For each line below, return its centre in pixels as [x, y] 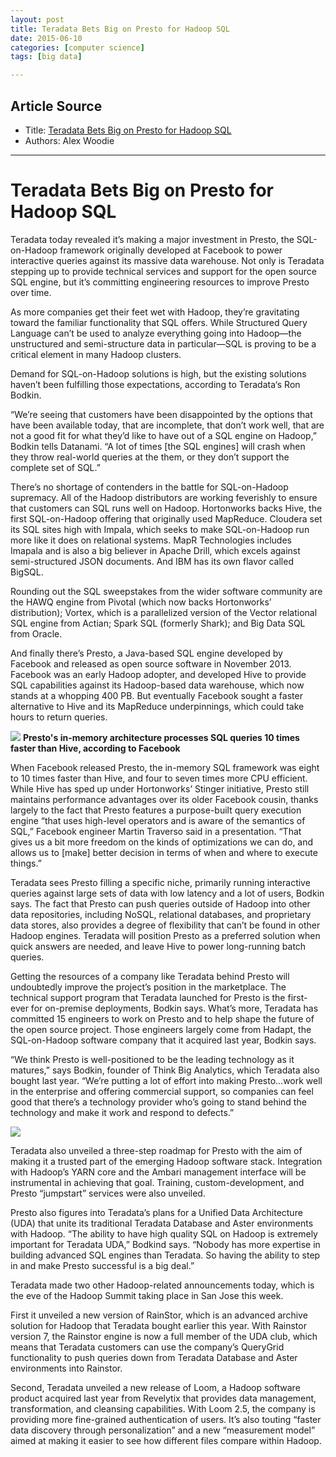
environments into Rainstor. [66, 1368]
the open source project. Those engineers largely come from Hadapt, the [161, 1029]
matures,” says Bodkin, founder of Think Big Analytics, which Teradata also [165, 1070]
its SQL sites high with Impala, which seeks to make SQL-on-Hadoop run [160, 529]
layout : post [37, 19]
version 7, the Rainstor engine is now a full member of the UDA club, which [164, 1336]
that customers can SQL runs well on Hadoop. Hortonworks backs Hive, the [166, 508]
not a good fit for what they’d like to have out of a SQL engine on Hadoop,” [164, 435]
